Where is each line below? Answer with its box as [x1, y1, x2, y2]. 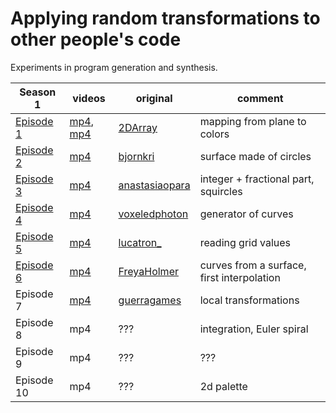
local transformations [199, 293, 300, 307]
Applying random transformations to [10, 7, 321, 30]
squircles [199, 184, 243, 198]
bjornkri [118, 149, 155, 163]
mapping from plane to [199, 114, 307, 128]
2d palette [199, 379, 248, 393]
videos [72, 91, 106, 105]
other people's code [10, 28, 182, 51]
